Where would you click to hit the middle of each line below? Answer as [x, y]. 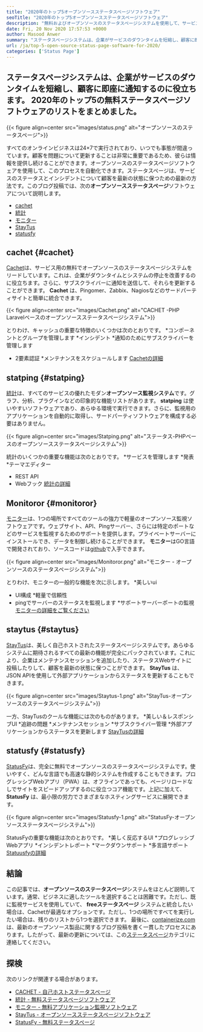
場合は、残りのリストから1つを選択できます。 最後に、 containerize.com [106, 920]
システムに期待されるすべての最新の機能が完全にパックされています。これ [98, 652]
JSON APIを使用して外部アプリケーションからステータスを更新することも [98, 675]
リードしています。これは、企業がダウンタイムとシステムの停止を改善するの [101, 275]
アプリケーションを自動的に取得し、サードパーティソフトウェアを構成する [99, 416]
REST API [27, 477]
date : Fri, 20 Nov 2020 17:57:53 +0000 [56, 29]
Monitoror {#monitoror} [52, 503]
